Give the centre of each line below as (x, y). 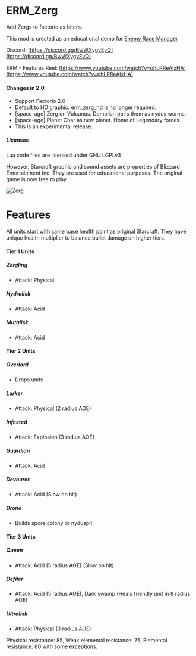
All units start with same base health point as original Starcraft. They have (96, 231)
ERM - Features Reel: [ (34, 68)
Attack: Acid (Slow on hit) (46, 494)
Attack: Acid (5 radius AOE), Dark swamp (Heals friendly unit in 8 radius (102, 594)
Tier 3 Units (21, 536)
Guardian (18, 450)
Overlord (17, 365)
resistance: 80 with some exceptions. (52, 646)
